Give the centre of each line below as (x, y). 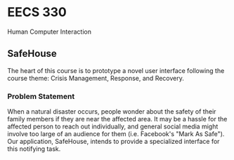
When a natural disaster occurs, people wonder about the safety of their (112, 112)
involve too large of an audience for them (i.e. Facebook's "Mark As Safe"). (116, 134)
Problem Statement (41, 96)
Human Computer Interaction (49, 32)
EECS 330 (37, 12)
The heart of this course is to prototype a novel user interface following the (116, 70)
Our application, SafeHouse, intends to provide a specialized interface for (113, 142)
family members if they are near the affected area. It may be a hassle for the (117, 119)
